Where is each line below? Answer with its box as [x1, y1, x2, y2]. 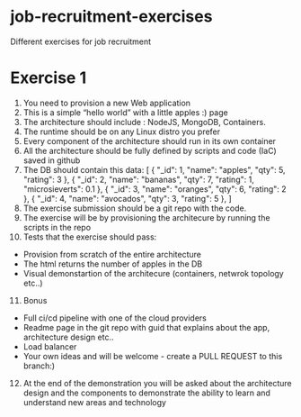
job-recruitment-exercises [10, 6, 213, 27]
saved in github [22, 155, 81, 166]
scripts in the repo [22, 222, 92, 232]
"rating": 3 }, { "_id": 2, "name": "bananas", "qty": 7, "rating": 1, [22, 174, 254, 185]
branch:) [22, 360, 56, 371]
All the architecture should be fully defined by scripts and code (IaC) [22, 145, 277, 156]
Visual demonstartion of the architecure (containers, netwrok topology [22, 267, 284, 278]
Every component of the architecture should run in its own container [22, 135, 277, 146]
